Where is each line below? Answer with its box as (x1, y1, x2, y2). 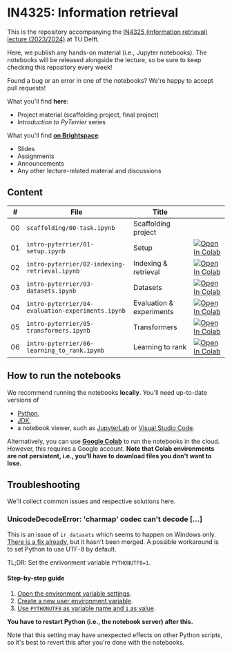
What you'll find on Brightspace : (7, 131, 100, 139)
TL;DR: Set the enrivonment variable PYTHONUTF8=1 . (7, 558, 151, 567)
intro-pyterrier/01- (26, 240, 95, 248)
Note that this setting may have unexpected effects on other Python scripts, (7, 630, 223, 639)
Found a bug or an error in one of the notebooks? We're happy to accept (7, 76, 214, 84)
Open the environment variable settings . (17, 589, 132, 598)
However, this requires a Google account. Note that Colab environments (7, 444, 215, 453)
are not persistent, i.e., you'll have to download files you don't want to (7, 451, 212, 460)
